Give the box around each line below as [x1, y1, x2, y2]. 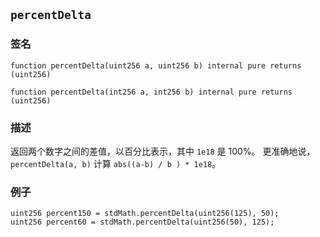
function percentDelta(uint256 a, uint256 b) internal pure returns [10, 60, 302, 71]
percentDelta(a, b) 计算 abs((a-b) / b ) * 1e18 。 [10, 157, 222, 169]
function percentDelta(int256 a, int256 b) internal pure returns [10, 87, 293, 97]
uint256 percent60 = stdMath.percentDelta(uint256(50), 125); [10, 217, 275, 228]
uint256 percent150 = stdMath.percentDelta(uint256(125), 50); [10, 209, 280, 219]
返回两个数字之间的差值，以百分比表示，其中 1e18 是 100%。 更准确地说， [10, 145, 316, 157]
